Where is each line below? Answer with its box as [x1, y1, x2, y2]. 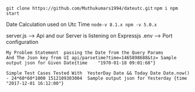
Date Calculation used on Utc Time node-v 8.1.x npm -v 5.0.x [6, 21, 157, 28]
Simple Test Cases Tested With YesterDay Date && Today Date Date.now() [6, 70, 190, 76]
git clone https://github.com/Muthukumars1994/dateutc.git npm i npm [6, 5, 179, 11]
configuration [6, 39, 39, 45]
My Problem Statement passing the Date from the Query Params [6, 50, 164, 56]
